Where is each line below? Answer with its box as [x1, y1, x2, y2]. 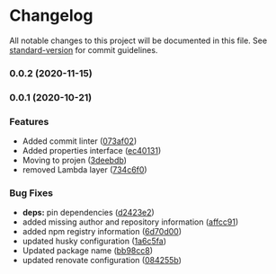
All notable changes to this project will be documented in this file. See [9, 35, 268, 46]
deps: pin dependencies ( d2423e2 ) [22, 208, 155, 218]
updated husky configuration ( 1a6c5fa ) [22, 235, 167, 247]
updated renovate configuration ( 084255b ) [22, 255, 183, 266]
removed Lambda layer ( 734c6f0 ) [22, 164, 147, 175]
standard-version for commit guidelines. [9, 44, 158, 55]
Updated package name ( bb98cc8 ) [22, 245, 154, 256]
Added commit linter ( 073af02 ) [22, 136, 138, 146]
